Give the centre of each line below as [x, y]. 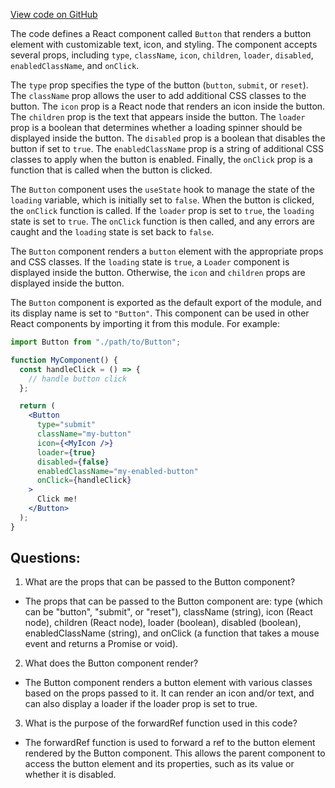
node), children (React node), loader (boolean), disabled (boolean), [163, 623]
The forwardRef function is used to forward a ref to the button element [170, 743]
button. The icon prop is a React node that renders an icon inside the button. [168, 106]
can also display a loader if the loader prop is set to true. [141, 704]
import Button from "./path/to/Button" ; [96, 342]
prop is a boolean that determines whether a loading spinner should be [156, 127]
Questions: [45, 558]
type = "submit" [66, 425]
